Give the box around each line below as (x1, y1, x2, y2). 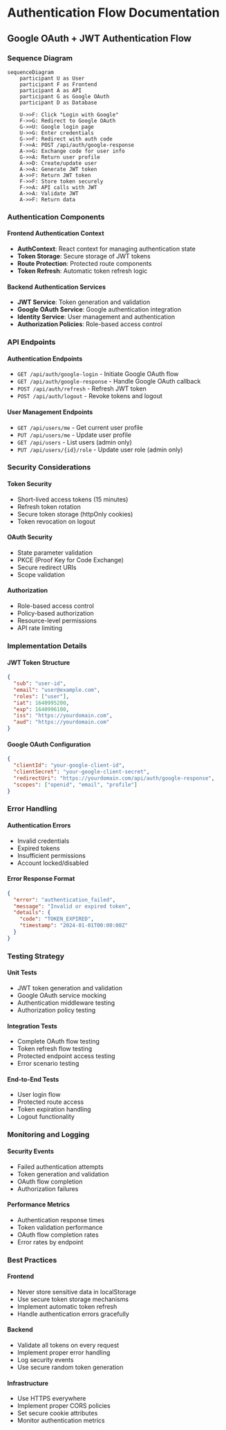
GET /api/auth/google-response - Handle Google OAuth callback (17, 377, 201, 386)
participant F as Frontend (19, 81, 97, 88)
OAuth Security (7, 533, 53, 542)
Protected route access (17, 1098, 84, 1106)
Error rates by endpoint (17, 1237, 84, 1246)
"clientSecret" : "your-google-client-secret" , (13, 769, 150, 776)
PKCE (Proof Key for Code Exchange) (17, 555, 124, 564)
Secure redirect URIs (17, 563, 77, 571)
